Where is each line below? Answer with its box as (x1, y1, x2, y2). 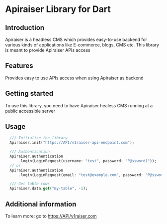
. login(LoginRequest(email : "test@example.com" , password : (18, 172, 143, 178)
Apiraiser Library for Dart (5, 3, 111, 15)
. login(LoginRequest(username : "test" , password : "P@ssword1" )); (18, 158, 157, 163)
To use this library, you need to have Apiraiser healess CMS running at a (5, 102, 153, 108)
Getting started (5, 89, 54, 98)
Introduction (5, 23, 45, 32)
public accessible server (5, 108, 56, 114)
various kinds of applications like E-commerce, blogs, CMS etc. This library (5, 42, 159, 48)
